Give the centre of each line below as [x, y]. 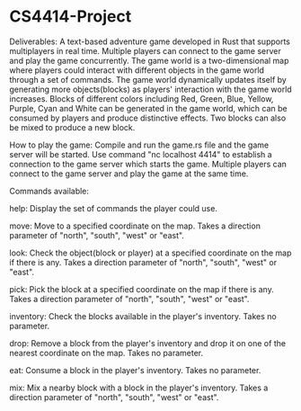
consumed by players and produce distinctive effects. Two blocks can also [148, 118]
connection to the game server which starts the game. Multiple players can [148, 164]
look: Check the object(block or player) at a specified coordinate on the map [150, 253]
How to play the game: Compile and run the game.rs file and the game [139, 145]
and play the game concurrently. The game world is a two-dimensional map [149, 60]
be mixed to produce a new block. [72, 127]
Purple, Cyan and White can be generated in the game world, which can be [148, 108]
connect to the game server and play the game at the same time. [129, 174]
